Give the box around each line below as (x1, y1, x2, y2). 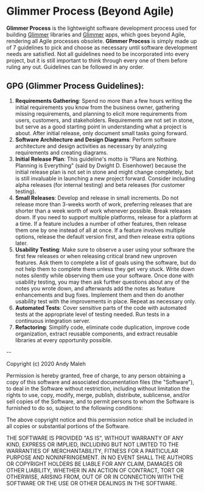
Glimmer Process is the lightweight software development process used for (6, 24, 197, 32)
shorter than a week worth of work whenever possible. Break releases (15, 207, 192, 214)
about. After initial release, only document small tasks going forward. (15, 129, 188, 136)
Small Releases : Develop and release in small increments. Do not (15, 194, 179, 202)
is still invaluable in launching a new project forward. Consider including (15, 175, 195, 182)
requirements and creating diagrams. (15, 149, 108, 156)
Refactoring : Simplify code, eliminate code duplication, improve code (15, 323, 190, 331)
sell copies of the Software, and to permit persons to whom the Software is (6, 398, 195, 405)
